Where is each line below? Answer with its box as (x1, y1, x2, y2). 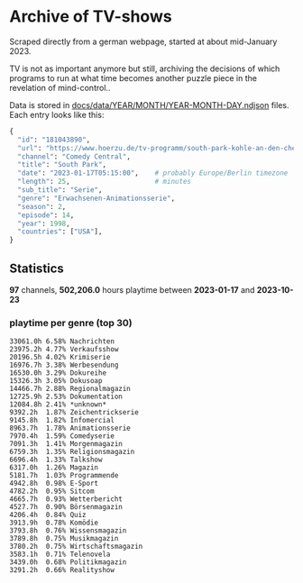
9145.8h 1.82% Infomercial (9, 416, 115, 425)
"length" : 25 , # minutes (17, 178, 192, 187)
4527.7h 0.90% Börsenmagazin (9, 503, 124, 512)
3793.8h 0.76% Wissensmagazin (9, 526, 127, 535)
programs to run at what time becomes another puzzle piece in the (9, 72, 257, 83)
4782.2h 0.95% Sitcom (9, 487, 95, 496)
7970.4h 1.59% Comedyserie (9, 432, 115, 441)
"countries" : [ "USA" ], (17, 227, 103, 236)
